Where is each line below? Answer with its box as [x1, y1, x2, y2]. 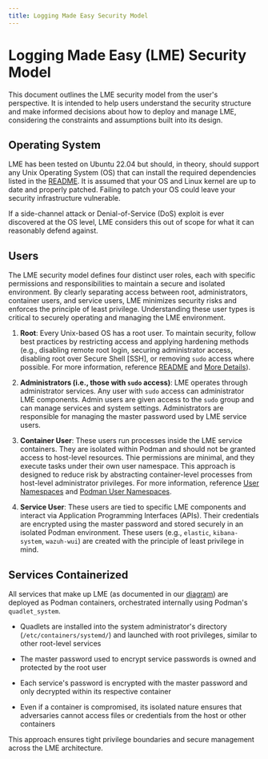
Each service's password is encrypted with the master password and [19, 678, 248, 688]
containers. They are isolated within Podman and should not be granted [19, 445, 256, 454]
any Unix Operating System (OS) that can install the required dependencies [8, 168, 257, 178]
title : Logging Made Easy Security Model [8, 11, 149, 20]
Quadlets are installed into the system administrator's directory [19, 621, 228, 631]
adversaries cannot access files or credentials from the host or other [19, 711, 246, 720]
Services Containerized [8, 568, 129, 581]
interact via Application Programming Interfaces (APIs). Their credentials [19, 511, 259, 521]
